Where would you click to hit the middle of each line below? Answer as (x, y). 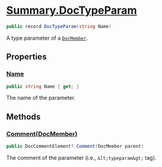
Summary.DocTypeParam (72, 11)
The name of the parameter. (41, 98)
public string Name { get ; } (43, 87)
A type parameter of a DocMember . (47, 38)
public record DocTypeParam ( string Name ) (59, 26)
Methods (23, 117)
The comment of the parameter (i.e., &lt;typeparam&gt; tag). (81, 157)
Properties (26, 57)
